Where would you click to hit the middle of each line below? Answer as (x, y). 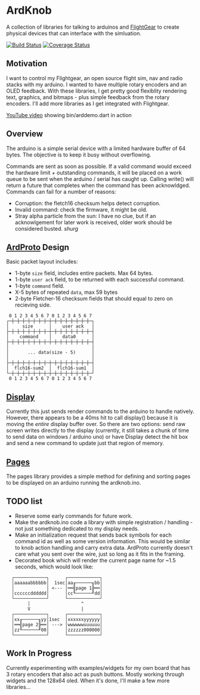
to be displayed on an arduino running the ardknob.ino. (74, 483)
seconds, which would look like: (54, 567)
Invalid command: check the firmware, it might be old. (81, 209)
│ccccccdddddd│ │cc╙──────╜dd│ (57, 593)
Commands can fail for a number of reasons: (61, 191)
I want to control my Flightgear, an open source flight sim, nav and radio (95, 78)
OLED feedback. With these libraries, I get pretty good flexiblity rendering (96, 91)
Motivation (27, 64)
